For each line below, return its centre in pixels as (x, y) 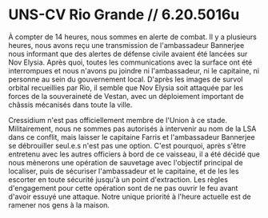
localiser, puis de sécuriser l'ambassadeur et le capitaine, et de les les (124, 171)
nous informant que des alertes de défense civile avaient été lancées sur (128, 54)
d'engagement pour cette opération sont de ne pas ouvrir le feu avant (123, 188)
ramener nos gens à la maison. (59, 204)
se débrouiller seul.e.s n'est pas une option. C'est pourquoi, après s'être (127, 145)
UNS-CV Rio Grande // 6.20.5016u (124, 15)
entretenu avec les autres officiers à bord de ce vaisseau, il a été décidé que (134, 154)
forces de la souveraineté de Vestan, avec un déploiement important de (126, 96)
